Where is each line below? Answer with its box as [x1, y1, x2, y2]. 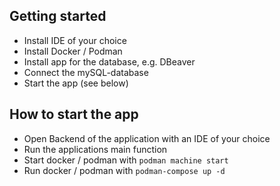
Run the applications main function [23, 143, 168, 155]
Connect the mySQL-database [23, 66, 149, 78]
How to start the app [9, 106, 139, 123]
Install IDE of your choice [23, 34, 127, 46]
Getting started [9, 8, 107, 25]
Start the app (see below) [23, 77, 129, 89]
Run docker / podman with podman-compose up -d [23, 164, 226, 176]
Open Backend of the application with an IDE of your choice [23, 132, 271, 144]
